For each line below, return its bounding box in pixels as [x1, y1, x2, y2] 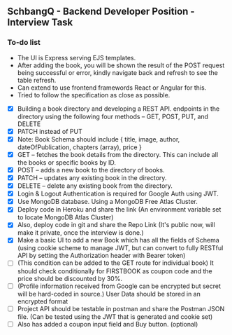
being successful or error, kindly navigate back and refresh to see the [17, 68, 218, 76]
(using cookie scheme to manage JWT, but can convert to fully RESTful [17, 244, 224, 252]
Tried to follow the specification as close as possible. [17, 90, 171, 99]
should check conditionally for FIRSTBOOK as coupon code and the [17, 266, 212, 275]
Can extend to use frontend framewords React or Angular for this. [17, 83, 207, 92]
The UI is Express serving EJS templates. [17, 53, 136, 62]
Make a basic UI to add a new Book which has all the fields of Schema [17, 236, 220, 245]
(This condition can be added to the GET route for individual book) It [17, 259, 215, 267]
